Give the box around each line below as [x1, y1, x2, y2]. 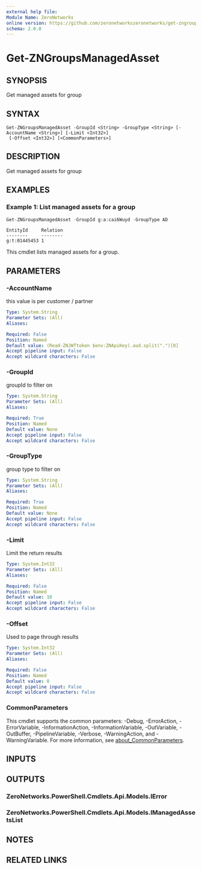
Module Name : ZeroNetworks [6, 14, 74, 20]
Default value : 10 [6, 594, 52, 600]
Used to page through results [6, 633, 79, 640]
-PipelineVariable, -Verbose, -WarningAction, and [32, 730, 155, 737]
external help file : [6, 8, 58, 15]
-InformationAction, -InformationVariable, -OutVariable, [41, 723, 179, 731]
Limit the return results [6, 550, 63, 557]
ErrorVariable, [6, 723, 41, 731]
